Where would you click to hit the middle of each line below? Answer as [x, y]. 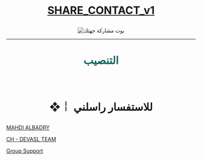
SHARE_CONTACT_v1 [101, 11]
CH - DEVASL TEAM [31, 139]
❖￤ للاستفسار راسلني [101, 107]
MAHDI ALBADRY [28, 128]
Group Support [25, 150]
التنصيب [101, 60]
